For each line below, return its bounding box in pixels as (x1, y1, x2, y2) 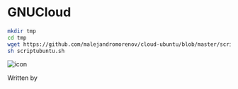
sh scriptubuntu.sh (7, 47, 65, 54)
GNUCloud (7, 4, 72, 20)
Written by (7, 73, 38, 82)
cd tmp (7, 34, 27, 41)
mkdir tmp (7, 28, 37, 35)
